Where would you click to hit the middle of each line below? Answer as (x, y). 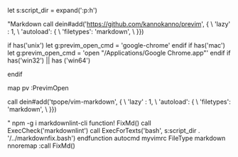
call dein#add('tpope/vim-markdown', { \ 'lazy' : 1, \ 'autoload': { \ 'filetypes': (119, 102)
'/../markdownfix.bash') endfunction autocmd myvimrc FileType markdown (117, 138)
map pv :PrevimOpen (38, 88)
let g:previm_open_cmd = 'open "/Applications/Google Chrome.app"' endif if (119, 53)
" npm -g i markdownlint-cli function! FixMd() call (79, 123)
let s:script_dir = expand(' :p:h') (53, 10)
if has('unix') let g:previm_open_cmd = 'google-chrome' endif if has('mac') (117, 45)
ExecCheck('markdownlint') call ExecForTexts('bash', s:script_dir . (104, 130)
